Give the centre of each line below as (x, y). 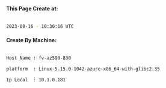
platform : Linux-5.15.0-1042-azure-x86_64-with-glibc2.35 (83, 69)
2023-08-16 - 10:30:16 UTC (40, 27)
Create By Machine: (32, 40)
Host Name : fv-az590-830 (38, 58)
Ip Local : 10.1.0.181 (36, 80)
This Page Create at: (32, 8)
